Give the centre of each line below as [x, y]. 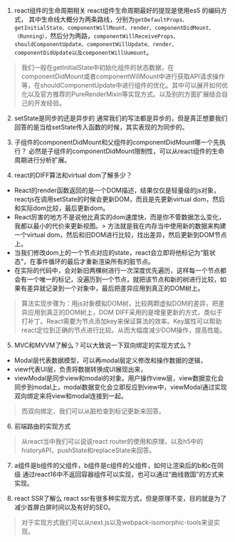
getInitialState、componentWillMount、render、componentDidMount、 [114, 28]
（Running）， [32, 36]
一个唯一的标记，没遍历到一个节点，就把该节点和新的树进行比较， [124, 279]
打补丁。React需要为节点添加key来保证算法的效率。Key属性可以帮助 [121, 321]
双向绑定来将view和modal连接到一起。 [70, 396]
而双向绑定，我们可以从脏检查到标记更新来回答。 [93, 411]
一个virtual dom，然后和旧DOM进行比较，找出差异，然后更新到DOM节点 [120, 235]
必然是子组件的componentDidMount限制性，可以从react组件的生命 [126, 151]
